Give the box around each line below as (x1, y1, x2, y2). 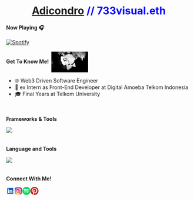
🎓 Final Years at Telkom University (14, 90, 101, 98)
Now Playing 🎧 (6, 24, 45, 31)
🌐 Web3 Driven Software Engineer (14, 77, 99, 84)
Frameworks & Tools (6, 116, 57, 123)
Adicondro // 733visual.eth (31, 4, 166, 18)
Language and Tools (6, 146, 57, 153)
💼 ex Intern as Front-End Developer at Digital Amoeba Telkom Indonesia (14, 84, 189, 91)
